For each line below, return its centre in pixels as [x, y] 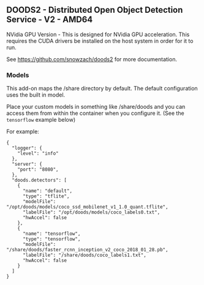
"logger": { [27, 148]
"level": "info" [38, 154]
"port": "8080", [38, 170]
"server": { [27, 165]
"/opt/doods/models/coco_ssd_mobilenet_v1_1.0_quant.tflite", [87, 207]
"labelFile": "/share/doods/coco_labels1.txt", [85, 255]
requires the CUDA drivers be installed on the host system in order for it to [100, 41]
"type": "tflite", [46, 196]
